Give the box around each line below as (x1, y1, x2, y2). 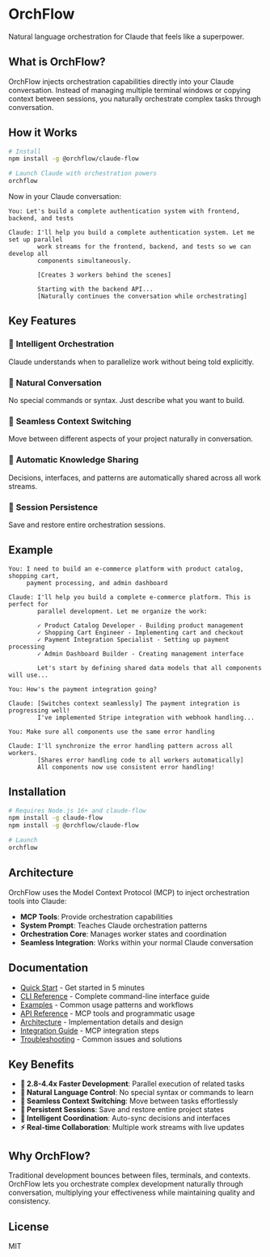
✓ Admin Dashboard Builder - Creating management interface (37, 649, 244, 658)
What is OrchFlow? (8, 55, 107, 69)
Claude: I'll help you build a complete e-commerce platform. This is (8, 592, 251, 601)
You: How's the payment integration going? (8, 685, 158, 693)
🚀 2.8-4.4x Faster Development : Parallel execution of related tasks (19, 1079, 245, 1089)
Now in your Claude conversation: (8, 192, 121, 202)
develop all (8, 250, 49, 258)
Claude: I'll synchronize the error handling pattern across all (8, 741, 233, 750)
